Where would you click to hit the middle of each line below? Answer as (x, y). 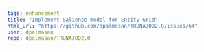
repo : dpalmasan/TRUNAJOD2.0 (49, 38)
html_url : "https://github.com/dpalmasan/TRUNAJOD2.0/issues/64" (102, 26)
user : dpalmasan (30, 32)
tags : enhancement (33, 13)
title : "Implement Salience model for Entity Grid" (82, 20)
